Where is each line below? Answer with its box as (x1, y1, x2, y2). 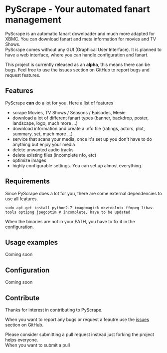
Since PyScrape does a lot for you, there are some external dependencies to (5, 190, 162, 196)
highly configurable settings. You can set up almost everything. (12, 162, 143, 168)
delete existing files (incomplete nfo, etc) (12, 152, 97, 158)
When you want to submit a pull (5, 342, 70, 348)
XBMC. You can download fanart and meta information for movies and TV (5, 36, 156, 42)
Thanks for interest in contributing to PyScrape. (5, 307, 103, 313)
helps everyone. (5, 337, 38, 343)
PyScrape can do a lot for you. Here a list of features (5, 100, 114, 106)
